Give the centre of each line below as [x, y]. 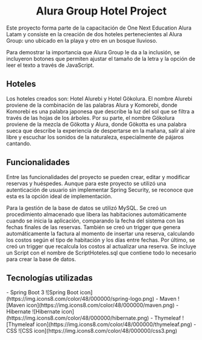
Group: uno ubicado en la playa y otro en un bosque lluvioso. [82, 40]
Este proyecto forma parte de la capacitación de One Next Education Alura [99, 28]
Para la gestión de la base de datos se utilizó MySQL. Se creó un [87, 208]
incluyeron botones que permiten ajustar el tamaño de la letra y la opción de [101, 58]
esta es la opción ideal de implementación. [59, 196]
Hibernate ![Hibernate [33, 312]
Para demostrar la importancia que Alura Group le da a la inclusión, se [93, 52]
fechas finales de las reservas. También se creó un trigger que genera [93, 227]
